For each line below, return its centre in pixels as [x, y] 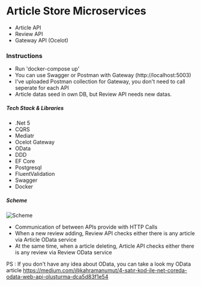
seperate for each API [42, 88]
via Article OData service [46, 240]
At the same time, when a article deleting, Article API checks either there [104, 246]
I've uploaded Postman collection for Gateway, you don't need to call [100, 81]
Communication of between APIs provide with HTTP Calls [86, 227]
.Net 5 [22, 123]
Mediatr [25, 136]
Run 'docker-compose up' [47, 69]
